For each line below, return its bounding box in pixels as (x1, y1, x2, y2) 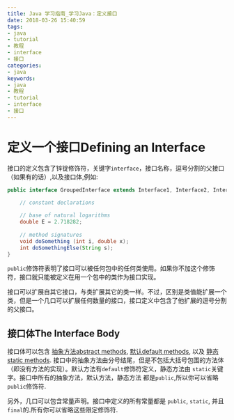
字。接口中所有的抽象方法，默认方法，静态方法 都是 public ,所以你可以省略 (7, 373, 219, 382)
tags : (7, 23, 23, 30)
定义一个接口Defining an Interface (7, 139, 205, 155)
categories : (7, 62, 42, 69)
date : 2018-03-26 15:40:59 (7, 17, 86, 24)
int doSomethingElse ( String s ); (19, 244, 114, 251)
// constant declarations (19, 199, 95, 206)
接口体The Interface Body (7, 327, 120, 339)
